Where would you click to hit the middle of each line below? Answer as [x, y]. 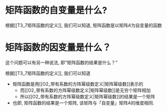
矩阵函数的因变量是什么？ [58, 48]
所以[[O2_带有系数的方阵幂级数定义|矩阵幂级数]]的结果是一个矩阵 [88, 96]
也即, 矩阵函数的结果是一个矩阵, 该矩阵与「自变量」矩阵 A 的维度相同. [83, 103]
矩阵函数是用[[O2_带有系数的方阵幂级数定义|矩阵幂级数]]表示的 [78, 84]
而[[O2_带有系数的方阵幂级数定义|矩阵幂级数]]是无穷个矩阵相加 [85, 90]
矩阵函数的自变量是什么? [56, 10]
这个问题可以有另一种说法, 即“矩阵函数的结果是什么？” [61, 62]
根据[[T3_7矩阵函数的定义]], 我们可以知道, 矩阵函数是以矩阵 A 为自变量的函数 [84, 25]
